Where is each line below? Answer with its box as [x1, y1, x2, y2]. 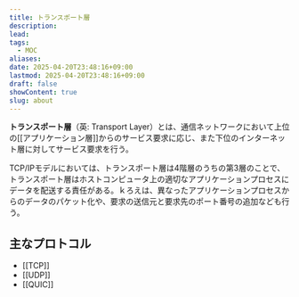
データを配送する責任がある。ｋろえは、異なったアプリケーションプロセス [9, 185, 282, 196]
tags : [9, 37, 29, 47]
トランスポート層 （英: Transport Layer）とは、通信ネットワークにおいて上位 [9, 121, 290, 132]
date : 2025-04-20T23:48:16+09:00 [9, 63, 133, 72]
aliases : [9, 54, 42, 63]
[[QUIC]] [21, 279, 54, 290]
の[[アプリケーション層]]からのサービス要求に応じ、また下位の [9, 133, 239, 144]
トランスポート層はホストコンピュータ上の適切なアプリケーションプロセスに [9, 174, 290, 185]
